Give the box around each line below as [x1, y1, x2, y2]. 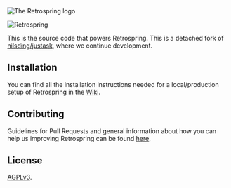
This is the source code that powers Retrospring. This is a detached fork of [7, 34, 225, 42]
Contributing [7, 108, 65, 120]
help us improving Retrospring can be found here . [7, 134, 151, 142]
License [7, 154, 43, 167]
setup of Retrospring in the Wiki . [7, 88, 100, 96]
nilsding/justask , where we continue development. [7, 41, 153, 50]
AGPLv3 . [7, 173, 32, 182]
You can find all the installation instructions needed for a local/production [7, 80, 219, 88]
